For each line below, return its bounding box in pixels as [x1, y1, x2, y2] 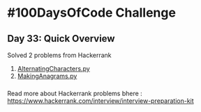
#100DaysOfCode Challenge [7, 5, 177, 21]
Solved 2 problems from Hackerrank [7, 51, 112, 59]
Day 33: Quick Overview [7, 33, 115, 45]
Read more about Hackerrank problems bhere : [7, 89, 143, 97]
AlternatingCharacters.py [17, 65, 91, 72]
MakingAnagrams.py [17, 72, 77, 80]
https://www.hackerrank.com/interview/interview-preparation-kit [7, 96, 194, 105]
